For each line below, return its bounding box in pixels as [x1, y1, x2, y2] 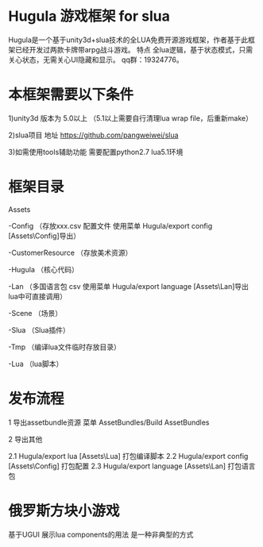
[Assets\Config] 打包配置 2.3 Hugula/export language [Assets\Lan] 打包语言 [8, 461, 256, 471]
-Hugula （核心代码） [8, 264, 79, 274]
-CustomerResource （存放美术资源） [8, 248, 133, 257]
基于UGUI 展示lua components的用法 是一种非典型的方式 [8, 530, 194, 539]
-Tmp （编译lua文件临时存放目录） [8, 342, 121, 352]
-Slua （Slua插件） [8, 325, 70, 334]
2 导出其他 [8, 434, 43, 444]
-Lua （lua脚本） [8, 359, 64, 368]
